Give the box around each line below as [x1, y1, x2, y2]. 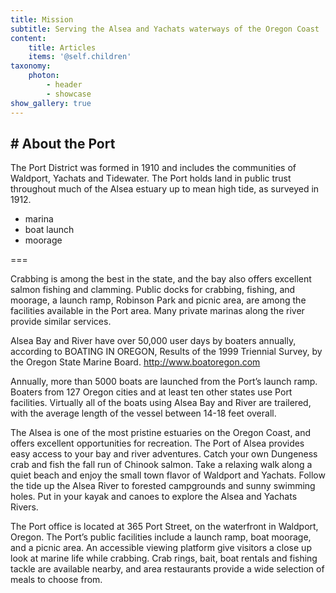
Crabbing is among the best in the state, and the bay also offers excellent [10, 273, 312, 285]
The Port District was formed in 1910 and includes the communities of [10, 162, 297, 174]
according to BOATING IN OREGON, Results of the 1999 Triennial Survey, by [10, 346, 323, 358]
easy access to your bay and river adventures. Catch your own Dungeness [10, 448, 318, 460]
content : [10, 33, 47, 43]
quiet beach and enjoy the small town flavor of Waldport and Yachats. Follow [10, 469, 326, 481]
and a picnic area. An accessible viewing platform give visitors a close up [10, 542, 312, 554]
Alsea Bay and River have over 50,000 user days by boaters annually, [10, 335, 297, 347]
